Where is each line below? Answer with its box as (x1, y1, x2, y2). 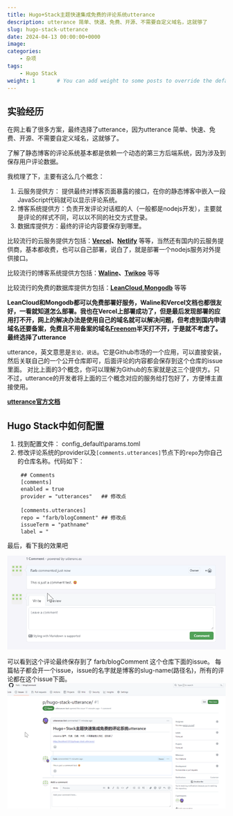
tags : (7, 63, 23, 70)
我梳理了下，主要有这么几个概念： (7, 173, 105, 181)
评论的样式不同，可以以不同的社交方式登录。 (23, 213, 151, 222)
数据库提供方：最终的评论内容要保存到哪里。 (17, 222, 146, 230)
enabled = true (20, 486, 64, 493)
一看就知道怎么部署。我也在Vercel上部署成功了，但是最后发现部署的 (19, 307, 215, 316)
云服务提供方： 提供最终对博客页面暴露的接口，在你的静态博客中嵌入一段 (17, 187, 226, 195)
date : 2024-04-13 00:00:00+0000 (7, 33, 101, 40)
